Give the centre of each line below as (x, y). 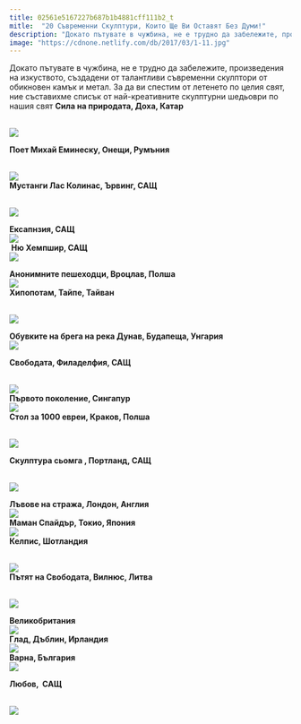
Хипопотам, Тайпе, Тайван (62, 293)
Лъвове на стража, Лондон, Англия (79, 504)
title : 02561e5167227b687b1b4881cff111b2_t (92, 17)
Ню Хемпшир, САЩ (49, 248)
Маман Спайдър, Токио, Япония (73, 523)
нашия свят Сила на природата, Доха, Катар (96, 106)
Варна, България (43, 658)
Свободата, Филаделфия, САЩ (70, 363)
